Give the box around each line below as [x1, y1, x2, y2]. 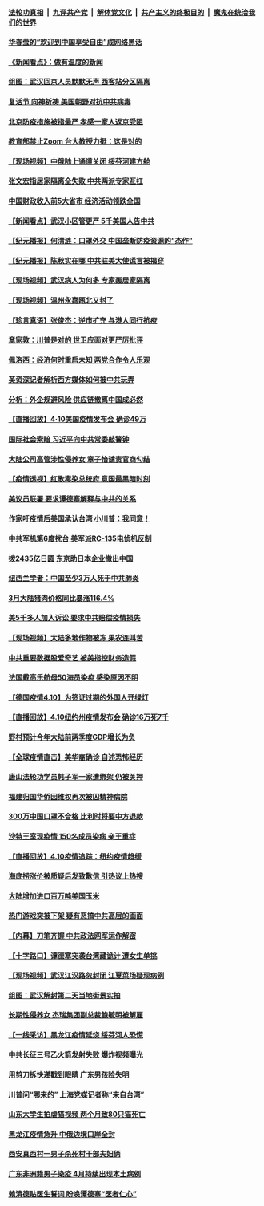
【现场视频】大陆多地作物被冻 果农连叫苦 [8, 633, 144, 642]
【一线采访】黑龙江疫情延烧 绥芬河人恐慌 [8, 1029, 144, 1039]
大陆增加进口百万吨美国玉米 [8, 891, 100, 900]
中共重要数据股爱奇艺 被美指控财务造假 [8, 652, 137, 662]
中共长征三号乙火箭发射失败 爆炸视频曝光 [8, 1050, 144, 1059]
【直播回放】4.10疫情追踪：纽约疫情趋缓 [8, 851, 142, 861]
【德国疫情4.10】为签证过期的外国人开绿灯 [8, 692, 149, 702]
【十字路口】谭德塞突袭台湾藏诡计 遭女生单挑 [8, 951, 158, 960]
